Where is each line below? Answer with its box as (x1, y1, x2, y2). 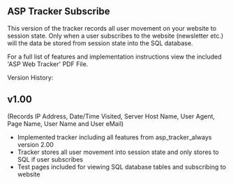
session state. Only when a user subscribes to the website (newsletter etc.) (7, 31, 224, 40)
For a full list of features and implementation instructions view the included (7, 52, 222, 61)
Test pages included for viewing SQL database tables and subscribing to (17, 162, 227, 171)
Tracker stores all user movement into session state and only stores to (17, 148, 220, 156)
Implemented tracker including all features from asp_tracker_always (17, 132, 212, 141)
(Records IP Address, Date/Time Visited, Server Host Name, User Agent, (7, 112, 215, 121)
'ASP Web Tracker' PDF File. (7, 59, 89, 68)
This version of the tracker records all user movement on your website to (7, 24, 217, 32)
